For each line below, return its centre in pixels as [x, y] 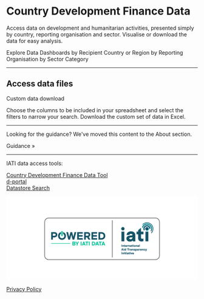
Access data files [40, 84]
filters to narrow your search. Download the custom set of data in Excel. [96, 116]
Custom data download [36, 98]
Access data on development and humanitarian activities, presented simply [100, 28]
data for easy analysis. [35, 41]
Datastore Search [28, 188]
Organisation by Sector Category [48, 59]
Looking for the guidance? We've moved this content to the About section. [99, 134]
